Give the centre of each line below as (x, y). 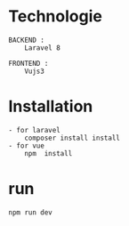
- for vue (27, 145)
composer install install (73, 138)
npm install (48, 153)
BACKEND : (27, 40)
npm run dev (30, 212)
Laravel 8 (43, 48)
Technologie (56, 16)
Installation (51, 106)
